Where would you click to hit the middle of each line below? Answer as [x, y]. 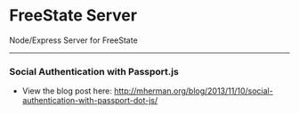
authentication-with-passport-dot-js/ [90, 101]
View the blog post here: [67, 91]
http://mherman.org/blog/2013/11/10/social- [194, 91]
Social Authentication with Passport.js [94, 71]
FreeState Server [73, 16]
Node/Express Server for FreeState [73, 40]
